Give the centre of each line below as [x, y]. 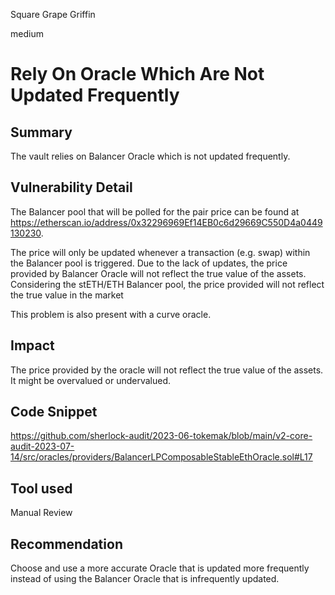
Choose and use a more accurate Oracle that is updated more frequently [160, 568]
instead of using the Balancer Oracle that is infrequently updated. [145, 579]
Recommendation [66, 544]
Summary [41, 132]
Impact [32, 345]
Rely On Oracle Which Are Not [137, 74]
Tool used [41, 488]
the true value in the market [67, 295]
